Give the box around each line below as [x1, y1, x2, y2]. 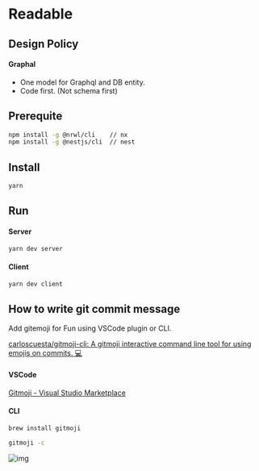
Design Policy [8, 37, 79, 51]
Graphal [8, 60, 36, 69]
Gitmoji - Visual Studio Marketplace [8, 388, 127, 398]
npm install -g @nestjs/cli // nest [8, 138, 136, 146]
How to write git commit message [8, 302, 181, 315]
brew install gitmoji [8, 424, 81, 432]
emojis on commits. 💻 [8, 348, 83, 358]
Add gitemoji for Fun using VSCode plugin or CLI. [8, 323, 172, 333]
